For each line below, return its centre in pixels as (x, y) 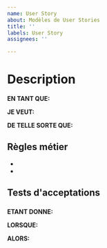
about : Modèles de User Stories (53, 20)
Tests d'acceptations (54, 193)
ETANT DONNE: (30, 212)
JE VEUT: (21, 112)
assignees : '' (28, 39)
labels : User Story (35, 33)
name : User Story (32, 13)
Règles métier (38, 147)
